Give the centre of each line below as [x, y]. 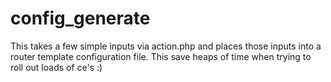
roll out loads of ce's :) [56, 67]
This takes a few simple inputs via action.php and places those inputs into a [166, 46]
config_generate [80, 18]
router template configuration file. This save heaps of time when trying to [161, 56]
